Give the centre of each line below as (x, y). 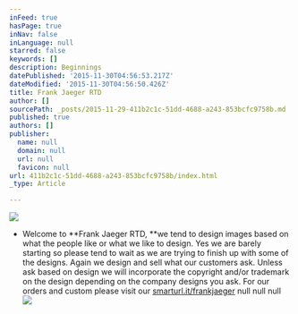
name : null (38, 142)
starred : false (38, 51)
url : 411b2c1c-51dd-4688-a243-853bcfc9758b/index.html (114, 175)
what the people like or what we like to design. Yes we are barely (142, 243)
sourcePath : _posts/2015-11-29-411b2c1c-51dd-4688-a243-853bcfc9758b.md (148, 109)
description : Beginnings (55, 68)
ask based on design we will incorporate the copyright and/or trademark (156, 272)
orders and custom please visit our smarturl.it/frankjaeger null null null (152, 291)
